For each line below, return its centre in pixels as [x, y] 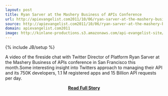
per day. [14, 78]
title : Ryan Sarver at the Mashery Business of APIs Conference [73, 14]
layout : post [19, 10]
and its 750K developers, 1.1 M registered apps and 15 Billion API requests [81, 73]
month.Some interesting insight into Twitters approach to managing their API [84, 67]
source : [13, 24]
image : [12, 33]
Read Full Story [84, 88]
